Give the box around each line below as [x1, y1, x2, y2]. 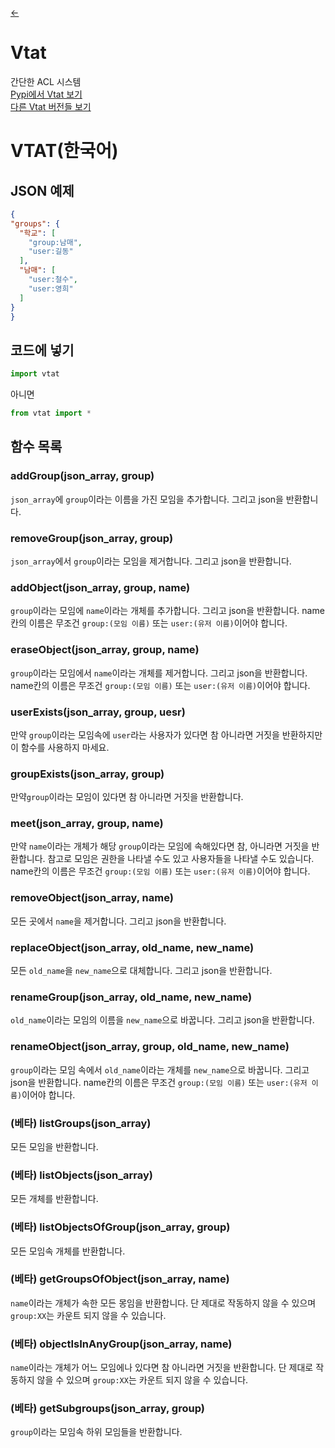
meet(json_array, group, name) [10, 817, 164, 831]
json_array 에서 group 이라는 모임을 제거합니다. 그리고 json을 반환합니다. [10, 555, 292, 567]
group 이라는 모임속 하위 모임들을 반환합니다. [10, 1426, 183, 1438]
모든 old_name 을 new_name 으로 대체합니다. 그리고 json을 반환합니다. [10, 965, 273, 977]
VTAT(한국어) [10, 140, 119, 162]
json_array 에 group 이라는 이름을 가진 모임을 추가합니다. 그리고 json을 [10, 493, 284, 505]
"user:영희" [28, 283, 74, 294]
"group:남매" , [28, 237, 83, 247]
